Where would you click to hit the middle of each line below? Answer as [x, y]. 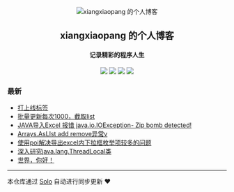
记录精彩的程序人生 [117, 54]
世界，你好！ [36, 160]
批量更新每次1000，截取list [56, 116]
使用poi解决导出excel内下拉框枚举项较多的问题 [84, 142]
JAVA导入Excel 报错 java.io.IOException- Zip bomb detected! [104, 125]
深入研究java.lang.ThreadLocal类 [64, 151]
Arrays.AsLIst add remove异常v [62, 133]
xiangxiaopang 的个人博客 [117, 36]
